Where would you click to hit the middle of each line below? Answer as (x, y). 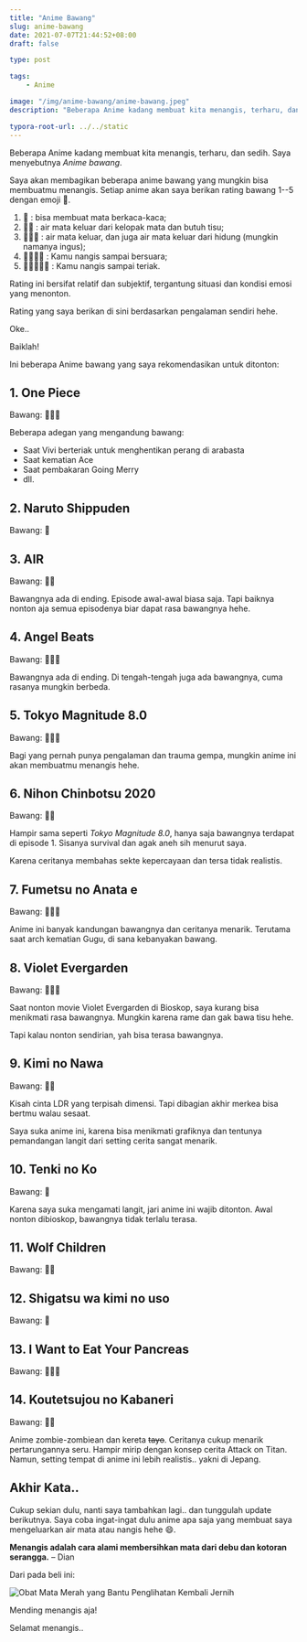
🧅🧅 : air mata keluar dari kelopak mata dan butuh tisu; (123, 227)
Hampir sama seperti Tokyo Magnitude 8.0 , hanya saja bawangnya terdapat (152, 833)
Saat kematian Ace (58, 460)
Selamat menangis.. (47, 1627)
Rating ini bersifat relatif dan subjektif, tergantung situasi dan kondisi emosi (151, 284)
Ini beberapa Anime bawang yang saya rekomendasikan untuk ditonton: (144, 364)
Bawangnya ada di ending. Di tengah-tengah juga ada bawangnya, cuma (146, 677)
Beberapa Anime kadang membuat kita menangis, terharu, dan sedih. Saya (150, 153)
